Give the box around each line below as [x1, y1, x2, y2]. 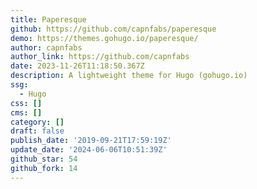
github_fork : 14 [10, 163, 78, 173]
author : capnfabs [10, 42, 83, 53]
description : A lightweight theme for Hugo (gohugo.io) [10, 71, 248, 81]
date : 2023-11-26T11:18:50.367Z [10, 61, 145, 71]
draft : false [10, 126, 65, 136]
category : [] [10, 117, 65, 127]
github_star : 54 [10, 154, 78, 164]
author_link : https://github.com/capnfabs [10, 52, 190, 62]
